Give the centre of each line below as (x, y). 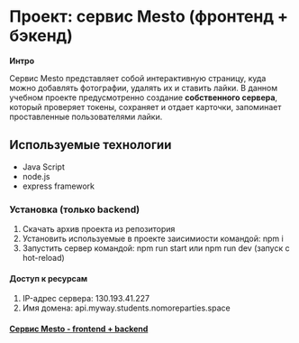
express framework (59, 186)
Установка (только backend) (75, 209)
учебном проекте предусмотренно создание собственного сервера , (143, 97)
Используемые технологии (91, 145)
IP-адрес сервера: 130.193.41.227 (86, 299)
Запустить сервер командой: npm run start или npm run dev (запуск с (156, 248)
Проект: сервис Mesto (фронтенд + (149, 17)
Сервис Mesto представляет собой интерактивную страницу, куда (138, 78)
